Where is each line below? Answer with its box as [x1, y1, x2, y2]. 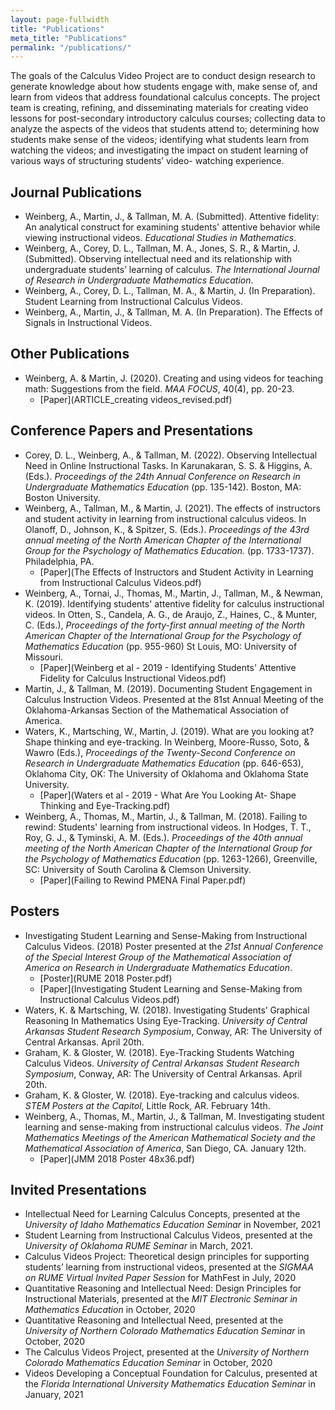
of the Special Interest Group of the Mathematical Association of [24, 951, 292, 963]
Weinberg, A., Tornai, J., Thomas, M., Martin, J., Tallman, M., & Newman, [24, 587, 324, 599]
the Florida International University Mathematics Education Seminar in [24, 1378, 317, 1390]
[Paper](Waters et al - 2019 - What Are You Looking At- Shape [39, 789, 297, 801]
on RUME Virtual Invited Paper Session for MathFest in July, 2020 [24, 1272, 297, 1284]
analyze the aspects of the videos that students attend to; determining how [10, 123, 320, 135]
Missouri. [24, 651, 64, 663]
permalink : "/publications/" [10, 42, 132, 53]
